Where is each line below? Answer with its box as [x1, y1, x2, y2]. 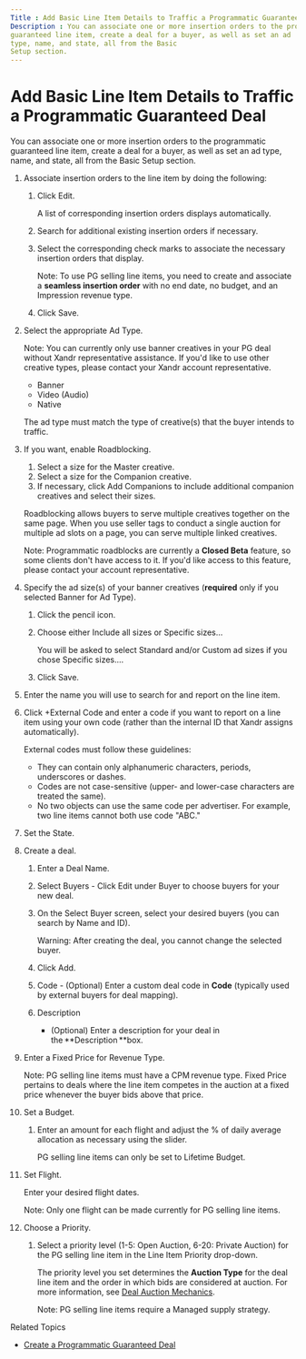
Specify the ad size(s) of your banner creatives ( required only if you [23, 582, 280, 593]
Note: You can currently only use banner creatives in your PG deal [23, 343, 271, 354]
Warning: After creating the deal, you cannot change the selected [36, 935, 282, 946]
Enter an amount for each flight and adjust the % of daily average [36, 1124, 282, 1135]
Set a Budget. [23, 1107, 75, 1118]
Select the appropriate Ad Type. [23, 325, 143, 337]
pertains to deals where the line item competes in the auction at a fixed [23, 1080, 290, 1091]
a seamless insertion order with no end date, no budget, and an [36, 280, 279, 291]
